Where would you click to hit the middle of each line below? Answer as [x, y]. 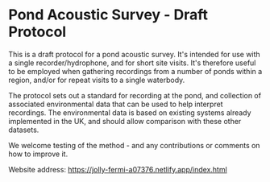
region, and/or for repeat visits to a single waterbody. [97, 80]
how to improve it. [38, 154]
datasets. [24, 130]
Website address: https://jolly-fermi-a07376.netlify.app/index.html [118, 169]
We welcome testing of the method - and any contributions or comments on [134, 145]
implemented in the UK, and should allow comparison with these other [125, 121]
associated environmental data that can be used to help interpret [116, 104]
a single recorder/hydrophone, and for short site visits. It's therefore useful [132, 63]
